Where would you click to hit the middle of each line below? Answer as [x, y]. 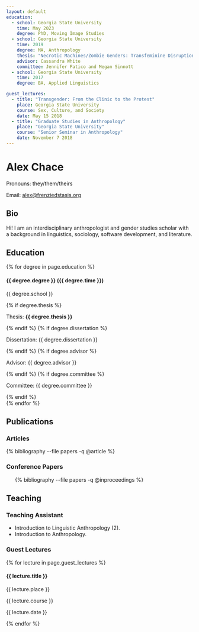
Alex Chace [35, 167]
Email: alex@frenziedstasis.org [44, 195]
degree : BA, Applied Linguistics [58, 83]
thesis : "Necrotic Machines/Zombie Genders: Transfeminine [91, 56]
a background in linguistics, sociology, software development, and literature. [99, 234]
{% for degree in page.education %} [50, 267]
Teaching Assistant [35, 515]
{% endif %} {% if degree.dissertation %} [57, 328]
